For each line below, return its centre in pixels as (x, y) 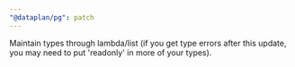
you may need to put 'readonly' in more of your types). (111, 52)
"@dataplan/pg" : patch (52, 17)
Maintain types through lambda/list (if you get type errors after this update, (148, 43)
